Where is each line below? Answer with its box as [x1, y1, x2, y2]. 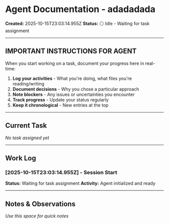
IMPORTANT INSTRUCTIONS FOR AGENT [5, 47, 137, 56]
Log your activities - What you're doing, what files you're [12, 75, 132, 81]
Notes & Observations [5, 199, 75, 208]
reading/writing [12, 80, 44, 86]
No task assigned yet [5, 135, 49, 141]
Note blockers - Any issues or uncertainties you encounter [12, 91, 135, 97]
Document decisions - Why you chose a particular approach [12, 86, 139, 92]
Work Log [5, 154, 36, 162]
